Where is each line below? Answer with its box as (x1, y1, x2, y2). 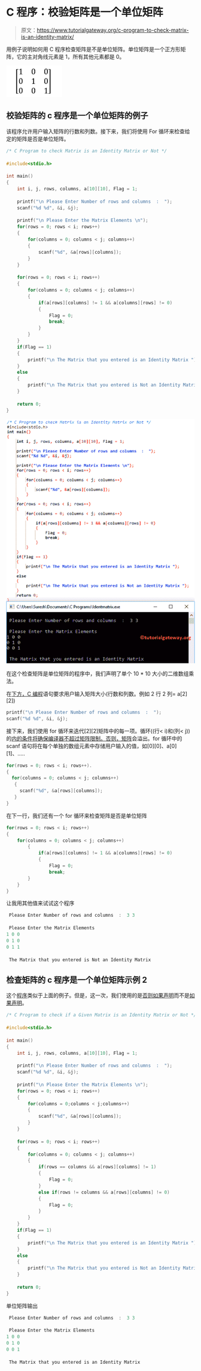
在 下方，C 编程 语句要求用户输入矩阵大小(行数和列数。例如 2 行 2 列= (6, 690, 176, 697)
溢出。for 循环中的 (136, 734, 182, 742)
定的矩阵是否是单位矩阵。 (6, 135, 69, 142)
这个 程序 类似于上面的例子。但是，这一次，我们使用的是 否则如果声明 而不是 (6, 992, 190, 999)
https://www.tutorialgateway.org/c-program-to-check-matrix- (36, 26, 190, 34)
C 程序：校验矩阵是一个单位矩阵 (6, 5, 163, 19)
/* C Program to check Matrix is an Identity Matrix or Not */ (6, 148, 167, 154)
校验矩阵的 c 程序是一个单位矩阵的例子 (6, 110, 148, 121)
